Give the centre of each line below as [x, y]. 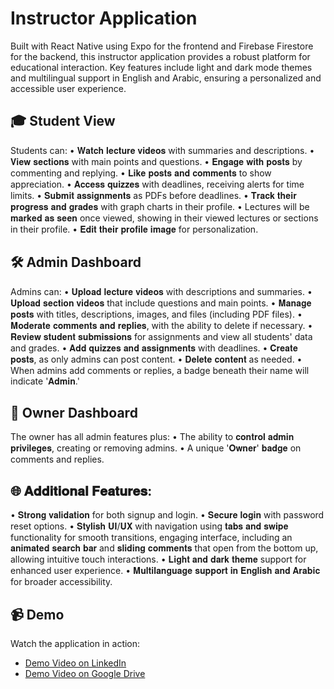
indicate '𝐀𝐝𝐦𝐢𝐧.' [45, 381]
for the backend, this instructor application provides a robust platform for [160, 56]
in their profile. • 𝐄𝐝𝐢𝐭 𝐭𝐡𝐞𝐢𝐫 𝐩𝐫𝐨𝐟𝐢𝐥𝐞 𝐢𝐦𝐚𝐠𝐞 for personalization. [134, 229]
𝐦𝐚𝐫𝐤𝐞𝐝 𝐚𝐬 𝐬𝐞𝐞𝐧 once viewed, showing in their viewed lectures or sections [164, 218]
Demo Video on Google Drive [85, 673]
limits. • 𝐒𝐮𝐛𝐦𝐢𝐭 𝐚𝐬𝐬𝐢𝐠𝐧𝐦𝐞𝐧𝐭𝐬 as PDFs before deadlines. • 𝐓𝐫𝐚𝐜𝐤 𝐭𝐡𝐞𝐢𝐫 [153, 195]
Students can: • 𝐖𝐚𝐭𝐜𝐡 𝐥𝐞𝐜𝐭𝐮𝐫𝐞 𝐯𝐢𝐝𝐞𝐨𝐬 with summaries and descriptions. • [162, 150]
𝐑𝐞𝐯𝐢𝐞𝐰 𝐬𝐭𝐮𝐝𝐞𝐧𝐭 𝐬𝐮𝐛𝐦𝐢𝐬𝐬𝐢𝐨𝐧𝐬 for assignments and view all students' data [161, 336]
